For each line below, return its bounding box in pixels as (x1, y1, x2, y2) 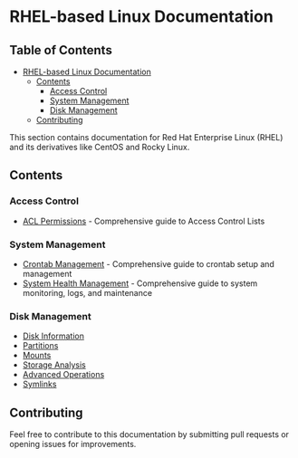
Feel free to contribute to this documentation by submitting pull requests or (9, 429, 290, 440)
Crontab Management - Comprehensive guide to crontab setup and (22, 258, 274, 269)
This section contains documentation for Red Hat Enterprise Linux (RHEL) (9, 132, 284, 142)
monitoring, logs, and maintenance (22, 287, 152, 298)
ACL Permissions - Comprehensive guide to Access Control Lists (22, 215, 265, 226)
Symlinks (22, 378, 57, 390)
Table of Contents (9, 43, 113, 58)
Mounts (22, 350, 52, 361)
